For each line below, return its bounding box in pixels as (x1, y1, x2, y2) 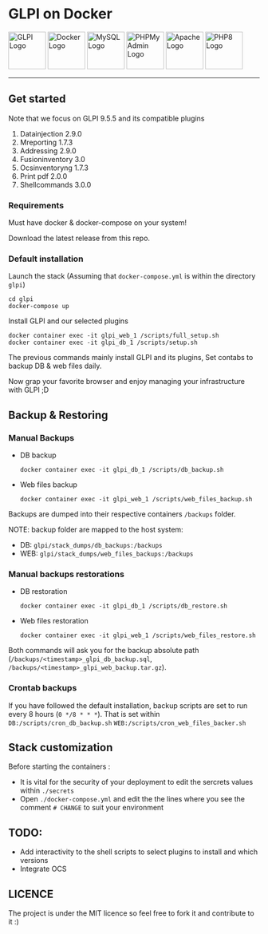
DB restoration (19, 587, 68, 596)
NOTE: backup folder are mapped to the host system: (8, 524, 183, 535)
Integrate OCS (19, 864, 67, 874)
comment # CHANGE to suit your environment (19, 803, 164, 813)
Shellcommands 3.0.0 (19, 180, 92, 189)
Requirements (8, 200, 65, 211)
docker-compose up (8, 303, 69, 311)
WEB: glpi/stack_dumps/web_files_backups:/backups (19, 548, 194, 559)
